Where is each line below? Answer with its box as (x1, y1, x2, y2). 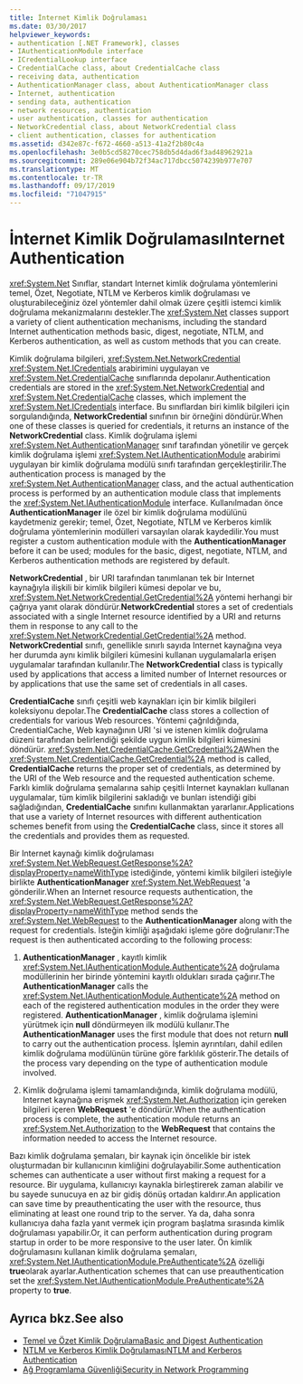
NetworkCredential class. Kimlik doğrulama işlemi (9, 430, 197, 441)
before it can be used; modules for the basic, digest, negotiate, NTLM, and (9, 545, 288, 556)
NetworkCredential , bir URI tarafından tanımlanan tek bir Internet (9, 572, 255, 583)
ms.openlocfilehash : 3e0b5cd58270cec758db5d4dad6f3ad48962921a (9, 147, 253, 156)
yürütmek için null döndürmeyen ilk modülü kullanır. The (22, 1019, 230, 1029)
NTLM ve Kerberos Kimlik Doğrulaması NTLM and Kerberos (22, 1344, 242, 1355)
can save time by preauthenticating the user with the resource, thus (9, 1198, 262, 1209)
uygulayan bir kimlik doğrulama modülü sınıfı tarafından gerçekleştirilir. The (9, 459, 287, 469)
